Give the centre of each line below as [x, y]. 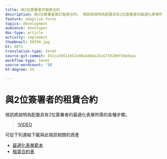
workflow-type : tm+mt [28, 60]
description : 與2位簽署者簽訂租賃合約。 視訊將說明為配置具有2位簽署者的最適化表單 [82, 14]
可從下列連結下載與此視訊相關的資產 [42, 135]
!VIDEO [25, 124]
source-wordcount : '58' [30, 65]
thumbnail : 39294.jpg [28, 42]
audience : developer [27, 28]
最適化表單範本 [28, 145]
